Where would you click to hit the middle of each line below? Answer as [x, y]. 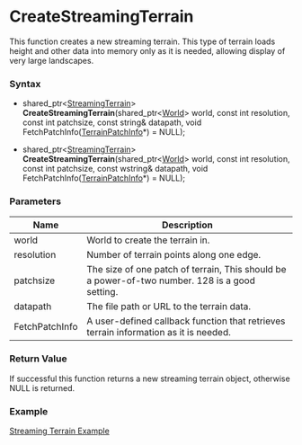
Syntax [25, 84]
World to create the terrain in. [148, 240]
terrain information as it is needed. [159, 332]
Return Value [38, 359]
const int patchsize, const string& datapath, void [112, 122]
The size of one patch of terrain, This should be [187, 269]
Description [187, 225]
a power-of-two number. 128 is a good [171, 280]
